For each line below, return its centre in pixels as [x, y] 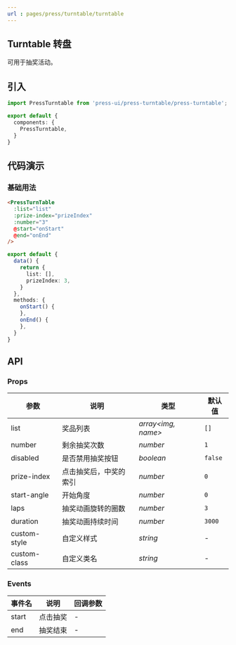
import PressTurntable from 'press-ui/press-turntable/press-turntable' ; [118, 103]
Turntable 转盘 [39, 44]
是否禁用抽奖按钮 [90, 459]
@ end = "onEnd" [33, 235]
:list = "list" [33, 209]
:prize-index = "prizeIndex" [53, 215]
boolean [152, 458]
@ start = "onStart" [39, 229]
